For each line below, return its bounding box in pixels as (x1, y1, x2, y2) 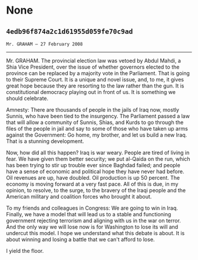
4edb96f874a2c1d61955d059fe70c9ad (6, 27, 133, 35)
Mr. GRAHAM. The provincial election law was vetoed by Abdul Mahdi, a (6, 57, 181, 64)
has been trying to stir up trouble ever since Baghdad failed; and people (6, 162, 181, 168)
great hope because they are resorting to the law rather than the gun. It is (6, 82, 184, 89)
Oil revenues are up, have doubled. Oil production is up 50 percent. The (6, 174, 180, 181)
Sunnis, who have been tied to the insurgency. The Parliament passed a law (6, 113, 190, 119)
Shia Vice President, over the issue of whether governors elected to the (6, 63, 180, 70)
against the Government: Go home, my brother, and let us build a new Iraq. (6, 131, 187, 138)
